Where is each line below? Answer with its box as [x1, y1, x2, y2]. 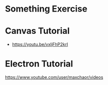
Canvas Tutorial [5, 26, 70, 37]
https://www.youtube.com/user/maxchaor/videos [5, 74, 103, 80]
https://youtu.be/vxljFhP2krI [12, 42, 68, 47]
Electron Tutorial [5, 58, 74, 70]
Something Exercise [5, 3, 88, 14]
